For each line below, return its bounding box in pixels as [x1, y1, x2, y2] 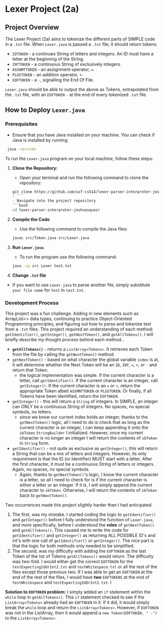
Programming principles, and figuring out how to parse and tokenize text [5, 321, 152, 327]
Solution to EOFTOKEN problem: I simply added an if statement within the [5, 589, 151, 595]
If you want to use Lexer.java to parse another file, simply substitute [12, 282, 150, 288]
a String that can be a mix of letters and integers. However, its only [12, 450, 147, 456]
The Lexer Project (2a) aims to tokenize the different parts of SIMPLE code [5, 36, 155, 42]
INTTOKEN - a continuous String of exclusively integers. [12, 61, 121, 67]
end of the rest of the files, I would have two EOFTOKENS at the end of [12, 574, 150, 580]
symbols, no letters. [12, 409, 52, 415]
